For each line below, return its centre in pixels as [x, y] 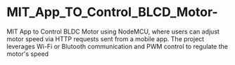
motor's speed [28, 54]
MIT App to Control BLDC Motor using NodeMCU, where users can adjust [113, 31]
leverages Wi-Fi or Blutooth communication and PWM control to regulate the [117, 46]
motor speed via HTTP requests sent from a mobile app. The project [106, 38]
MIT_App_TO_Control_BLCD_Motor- [113, 12]
